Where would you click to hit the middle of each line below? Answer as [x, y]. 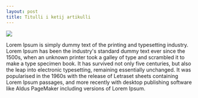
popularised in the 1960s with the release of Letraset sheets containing [92, 76]
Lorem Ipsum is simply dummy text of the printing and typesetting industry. [97, 45]
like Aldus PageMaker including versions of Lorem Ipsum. [76, 88]
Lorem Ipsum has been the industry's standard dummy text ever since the [96, 51]
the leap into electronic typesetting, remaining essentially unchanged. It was [99, 70]
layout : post [22, 11]
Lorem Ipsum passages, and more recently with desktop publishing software [99, 82]
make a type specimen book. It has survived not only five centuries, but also [99, 63]
